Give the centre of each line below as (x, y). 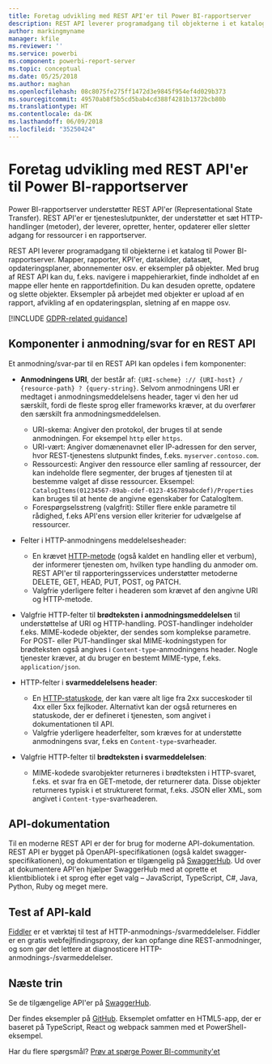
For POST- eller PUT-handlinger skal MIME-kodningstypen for (123, 640)
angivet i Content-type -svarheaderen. (95, 798)
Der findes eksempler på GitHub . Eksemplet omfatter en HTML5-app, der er (135, 1018)
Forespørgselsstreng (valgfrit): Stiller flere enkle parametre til (134, 507)
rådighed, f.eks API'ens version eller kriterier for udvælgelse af (136, 516)
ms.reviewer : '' (36, 46)
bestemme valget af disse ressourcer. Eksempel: (113, 481)
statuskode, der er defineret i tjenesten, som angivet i (121, 715)
